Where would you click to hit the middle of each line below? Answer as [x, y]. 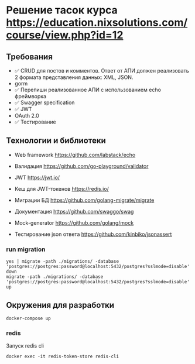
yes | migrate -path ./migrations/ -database [62, 262]
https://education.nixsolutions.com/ [97, 23]
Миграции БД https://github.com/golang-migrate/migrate [84, 200]
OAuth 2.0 [27, 116]
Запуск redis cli [25, 346]
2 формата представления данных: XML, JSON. [74, 77]
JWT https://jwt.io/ [37, 177]
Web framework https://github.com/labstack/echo [75, 154]
